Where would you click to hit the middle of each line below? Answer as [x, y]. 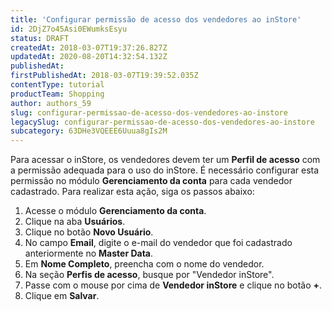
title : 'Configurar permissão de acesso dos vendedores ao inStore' [156, 19]
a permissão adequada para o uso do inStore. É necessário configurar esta [165, 170]
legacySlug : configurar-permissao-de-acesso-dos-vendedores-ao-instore [162, 122]
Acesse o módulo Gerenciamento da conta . [115, 211]
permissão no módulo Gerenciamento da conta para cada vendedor [151, 181]
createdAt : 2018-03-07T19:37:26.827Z [89, 47]
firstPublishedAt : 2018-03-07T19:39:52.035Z [104, 76]
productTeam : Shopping [57, 94]
